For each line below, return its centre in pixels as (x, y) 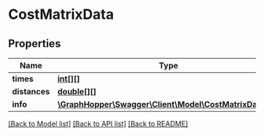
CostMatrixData (61, 15)
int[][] (69, 79)
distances (31, 92)
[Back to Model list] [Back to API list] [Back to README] (98, 124)
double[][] (77, 92)
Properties (35, 44)
